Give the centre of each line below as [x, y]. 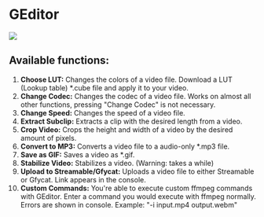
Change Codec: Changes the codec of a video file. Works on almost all [136, 96]
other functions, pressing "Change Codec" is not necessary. [118, 105]
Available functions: [59, 61]
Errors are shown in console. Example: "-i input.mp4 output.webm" [129, 204]
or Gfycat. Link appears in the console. [83, 179]
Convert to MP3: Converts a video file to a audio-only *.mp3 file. [125, 146]
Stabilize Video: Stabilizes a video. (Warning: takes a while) [117, 163]
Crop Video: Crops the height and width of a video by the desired [126, 129]
